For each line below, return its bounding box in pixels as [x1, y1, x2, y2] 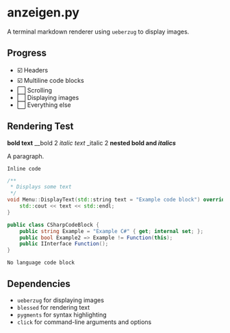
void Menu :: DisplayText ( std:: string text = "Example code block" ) [7, 197, 201, 203]
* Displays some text [10, 184, 72, 190]
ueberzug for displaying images [16, 296, 105, 304]
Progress [7, 47, 47, 59]
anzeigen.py [7, 5, 80, 21]
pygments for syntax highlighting [16, 310, 107, 319]
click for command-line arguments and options [16, 318, 152, 326]
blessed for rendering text [16, 304, 90, 311]
